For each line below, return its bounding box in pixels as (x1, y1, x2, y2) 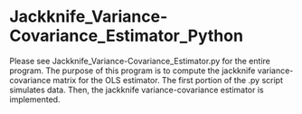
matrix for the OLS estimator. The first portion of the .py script (52, 74, 283, 85)
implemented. (9, 93, 61, 105)
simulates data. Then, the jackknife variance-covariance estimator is (9, 84, 264, 95)
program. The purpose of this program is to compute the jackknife (9, 65, 256, 76)
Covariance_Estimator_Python (9, 25, 244, 46)
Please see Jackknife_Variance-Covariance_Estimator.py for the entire (9, 55, 271, 66)
